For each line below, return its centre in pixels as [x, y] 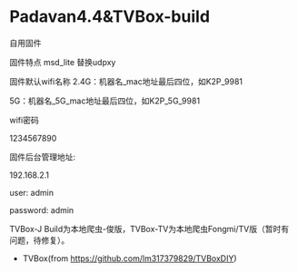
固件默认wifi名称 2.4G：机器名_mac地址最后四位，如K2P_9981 [126, 81]
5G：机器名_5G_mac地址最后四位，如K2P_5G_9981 [105, 101]
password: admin [42, 210]
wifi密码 [24, 120]
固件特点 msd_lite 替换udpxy [63, 62]
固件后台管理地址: [43, 157]
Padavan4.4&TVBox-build [110, 17]
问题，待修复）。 [40, 240]
